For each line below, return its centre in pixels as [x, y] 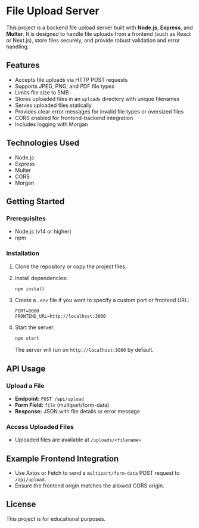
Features [23, 65]
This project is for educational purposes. [56, 518]
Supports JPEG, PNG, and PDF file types [65, 86]
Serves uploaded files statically [53, 105]
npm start [27, 339]
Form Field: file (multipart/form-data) [62, 405]
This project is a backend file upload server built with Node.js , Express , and [99, 27]
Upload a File [25, 385]
